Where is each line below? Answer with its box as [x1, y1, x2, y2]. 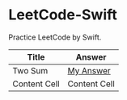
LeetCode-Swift [8, 6, 117, 24]
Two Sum [12, 65, 49, 76]
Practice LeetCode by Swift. [8, 32, 102, 42]
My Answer [67, 65, 111, 76]
